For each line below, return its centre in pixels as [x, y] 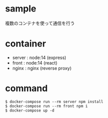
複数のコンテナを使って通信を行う [40, 23]
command [27, 88]
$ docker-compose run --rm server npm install [54, 101]
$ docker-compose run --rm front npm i [47, 106]
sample [21, 9]
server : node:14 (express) [39, 57]
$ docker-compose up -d [30, 110]
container [26, 44]
